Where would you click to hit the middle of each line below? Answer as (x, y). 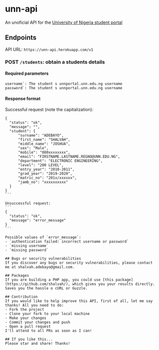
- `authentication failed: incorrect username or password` (67, 242)
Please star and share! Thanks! (38, 344)
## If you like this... (29, 339)
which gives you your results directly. (113, 284)
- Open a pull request (28, 327)
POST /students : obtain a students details (55, 62)
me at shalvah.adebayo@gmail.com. (40, 267)
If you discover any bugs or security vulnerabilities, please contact (79, 263)
